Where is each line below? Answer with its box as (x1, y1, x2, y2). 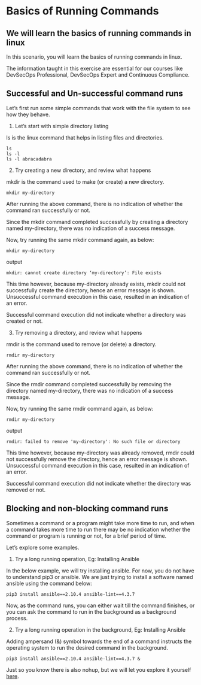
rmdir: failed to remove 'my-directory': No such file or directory (6, 438, 181, 444)
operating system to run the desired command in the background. (6, 644, 169, 651)
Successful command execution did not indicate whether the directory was (6, 480, 191, 487)
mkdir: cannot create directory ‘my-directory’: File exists (6, 269, 162, 276)
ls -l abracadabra (6, 156, 52, 162)
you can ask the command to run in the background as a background (6, 608, 176, 615)
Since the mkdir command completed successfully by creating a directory (6, 218, 188, 225)
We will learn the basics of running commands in (6, 28, 191, 38)
